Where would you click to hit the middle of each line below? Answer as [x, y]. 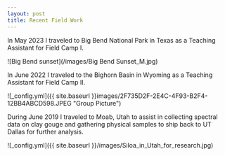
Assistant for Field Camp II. [46, 82]
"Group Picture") [97, 103]
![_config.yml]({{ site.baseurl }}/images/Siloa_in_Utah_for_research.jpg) [110, 145]
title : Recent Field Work [45, 20]
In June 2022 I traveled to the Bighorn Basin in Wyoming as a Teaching [110, 75]
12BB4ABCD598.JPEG [39, 103]
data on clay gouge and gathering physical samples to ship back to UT [110, 124]
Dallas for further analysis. [46, 132]
